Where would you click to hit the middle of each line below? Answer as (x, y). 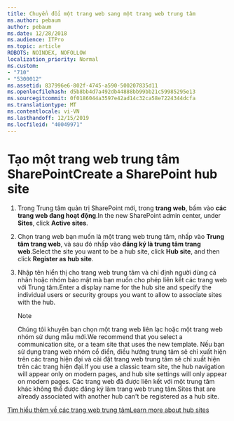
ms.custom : (23, 66)
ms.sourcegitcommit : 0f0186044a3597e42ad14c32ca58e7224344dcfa (102, 99)
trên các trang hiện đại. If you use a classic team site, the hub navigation (121, 367)
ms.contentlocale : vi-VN (43, 111)
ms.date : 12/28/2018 (37, 33)
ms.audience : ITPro (36, 40)
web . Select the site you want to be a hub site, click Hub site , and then (118, 251)
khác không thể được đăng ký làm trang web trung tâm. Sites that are (116, 389)
